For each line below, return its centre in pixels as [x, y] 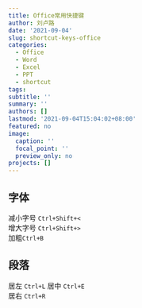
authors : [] [28, 112]
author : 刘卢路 [31, 23]
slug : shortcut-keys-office [55, 38]
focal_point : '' [42, 148]
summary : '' [28, 104]
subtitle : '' [30, 97]
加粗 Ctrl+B [26, 237]
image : [19, 133]
